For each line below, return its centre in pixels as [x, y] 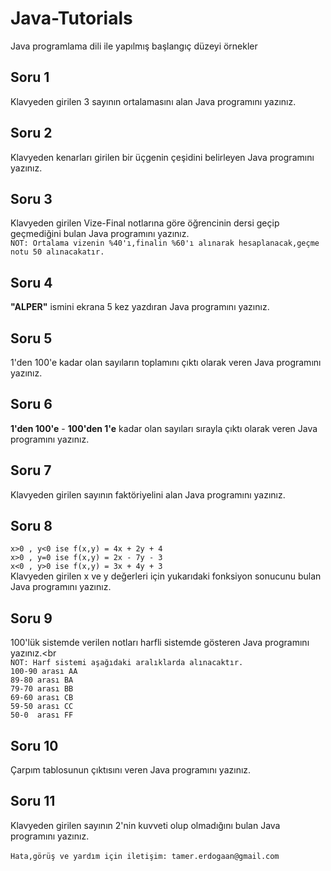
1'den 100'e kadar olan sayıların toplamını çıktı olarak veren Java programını [166, 362]
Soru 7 [31, 470]
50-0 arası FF [42, 715]
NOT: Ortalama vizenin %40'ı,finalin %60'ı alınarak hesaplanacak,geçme [165, 243]
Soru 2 [31, 133]
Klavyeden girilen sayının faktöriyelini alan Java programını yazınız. [148, 494]
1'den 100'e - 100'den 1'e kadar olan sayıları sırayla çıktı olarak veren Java [164, 428]
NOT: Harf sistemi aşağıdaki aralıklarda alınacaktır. [127, 663]
